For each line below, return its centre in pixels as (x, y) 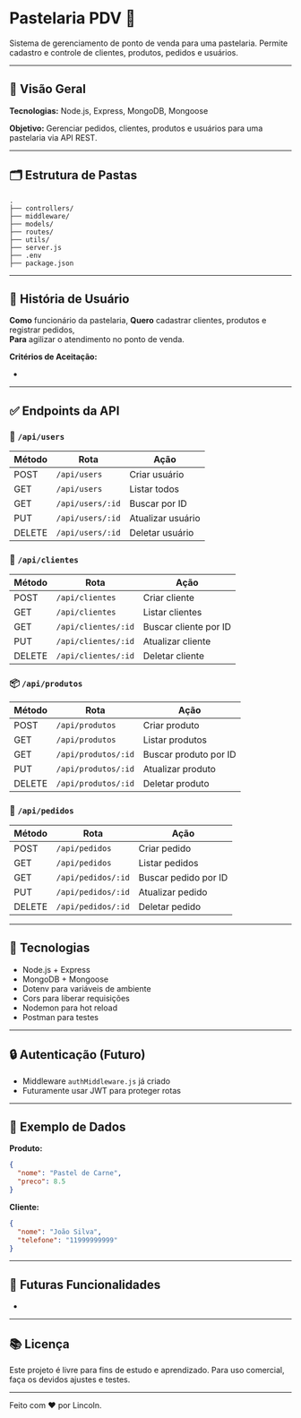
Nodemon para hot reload (70, 1008)
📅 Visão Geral (48, 89)
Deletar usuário (162, 533)
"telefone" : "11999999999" (68, 1240)
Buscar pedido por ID (183, 877)
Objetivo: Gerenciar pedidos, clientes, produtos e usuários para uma (136, 128)
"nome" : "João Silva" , (60, 1232)
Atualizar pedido (173, 892)
